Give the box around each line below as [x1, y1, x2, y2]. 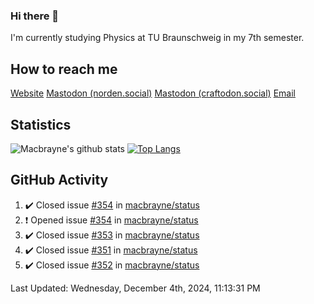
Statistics [10, 116, 72, 133]
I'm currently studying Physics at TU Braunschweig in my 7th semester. [10, 32, 305, 44]
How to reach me [10, 60, 118, 78]
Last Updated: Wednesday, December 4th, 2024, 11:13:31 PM [10, 282, 261, 294]
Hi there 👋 [10, 9, 60, 23]
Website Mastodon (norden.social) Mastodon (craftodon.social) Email [10, 87, 296, 99]
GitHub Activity [10, 172, 109, 189]
